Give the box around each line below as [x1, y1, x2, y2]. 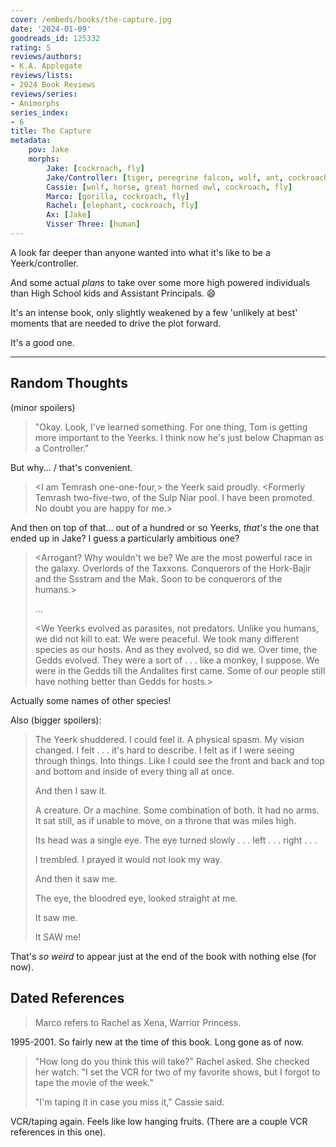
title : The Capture [10, 126, 92, 136]
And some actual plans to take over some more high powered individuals [10, 276, 311, 288]
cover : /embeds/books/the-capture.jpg [10, 14, 172, 25]
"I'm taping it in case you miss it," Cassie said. [34, 1096, 225, 1108]
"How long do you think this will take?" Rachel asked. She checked [34, 1055, 310, 1067]
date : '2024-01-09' [10, 24, 92, 34]
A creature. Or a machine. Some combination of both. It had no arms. [34, 804, 320, 816]
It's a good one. [10, 336, 75, 348]
